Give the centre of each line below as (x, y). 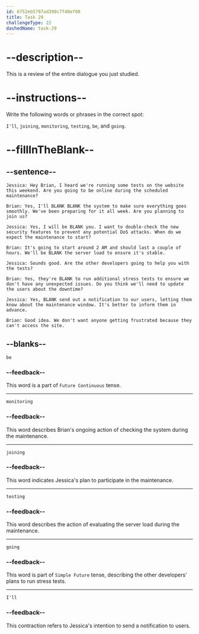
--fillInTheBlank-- (50, 150)
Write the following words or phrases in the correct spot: (75, 115)
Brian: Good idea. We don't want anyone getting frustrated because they (99, 321)
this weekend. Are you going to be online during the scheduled (87, 191)
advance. (17, 310)
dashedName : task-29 (32, 28)
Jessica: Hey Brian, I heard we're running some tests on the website (95, 186)
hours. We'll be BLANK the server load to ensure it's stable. (86, 253)
